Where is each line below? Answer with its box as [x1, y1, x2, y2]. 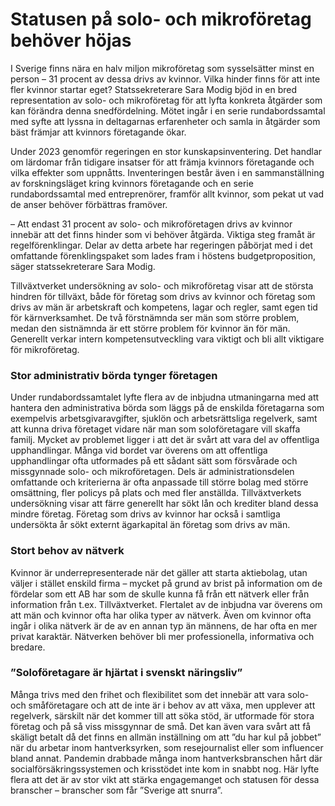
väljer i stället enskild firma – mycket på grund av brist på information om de [10, 577, 323, 589]
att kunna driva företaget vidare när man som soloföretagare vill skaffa [10, 423, 301, 435]
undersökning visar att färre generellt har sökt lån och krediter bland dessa [10, 498, 319, 510]
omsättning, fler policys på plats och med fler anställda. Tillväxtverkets [10, 487, 302, 499]
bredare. [10, 641, 46, 653]
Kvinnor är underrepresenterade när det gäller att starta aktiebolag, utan [10, 566, 308, 578]
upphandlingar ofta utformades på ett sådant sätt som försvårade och [10, 455, 298, 467]
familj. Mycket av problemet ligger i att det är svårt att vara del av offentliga [10, 434, 320, 446]
